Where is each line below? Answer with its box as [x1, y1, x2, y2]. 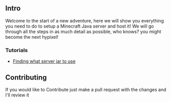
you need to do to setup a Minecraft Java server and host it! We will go [5, 23, 154, 29]
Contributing [5, 73, 47, 82]
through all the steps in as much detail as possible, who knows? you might [5, 28, 162, 35]
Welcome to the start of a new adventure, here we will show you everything [5, 17, 164, 23]
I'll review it [5, 92, 30, 98]
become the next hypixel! [5, 34, 59, 40]
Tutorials [5, 46, 28, 54]
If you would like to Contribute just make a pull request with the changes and [5, 86, 166, 92]
